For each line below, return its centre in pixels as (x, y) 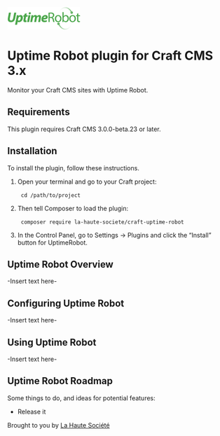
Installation (32, 151)
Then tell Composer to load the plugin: (73, 208)
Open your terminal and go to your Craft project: (87, 182)
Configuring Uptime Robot (66, 303)
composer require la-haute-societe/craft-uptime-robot (102, 222)
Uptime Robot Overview (60, 264)
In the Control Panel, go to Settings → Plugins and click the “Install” (114, 235)
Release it (32, 411)
